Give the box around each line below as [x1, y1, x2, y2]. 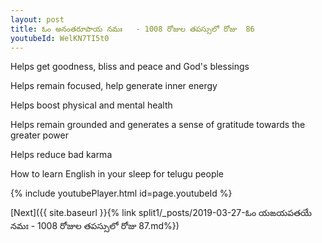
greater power [10, 129, 69, 141]
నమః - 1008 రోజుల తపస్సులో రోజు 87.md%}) [10, 220, 180, 232]
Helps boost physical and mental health [10, 99, 173, 111]
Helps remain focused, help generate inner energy [10, 80, 218, 92]
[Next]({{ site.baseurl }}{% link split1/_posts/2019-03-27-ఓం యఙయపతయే [10, 207, 313, 219]
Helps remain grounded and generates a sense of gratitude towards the [10, 119, 306, 131]
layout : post [10, 14, 65, 25]
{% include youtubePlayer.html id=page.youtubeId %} [10, 187, 233, 200]
